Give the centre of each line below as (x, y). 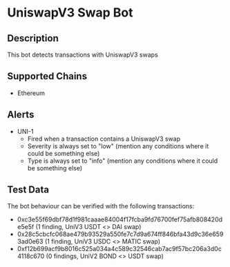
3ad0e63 (30, 241)
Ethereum (31, 93)
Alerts (21, 115)
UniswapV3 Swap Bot (70, 13)
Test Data (28, 190)
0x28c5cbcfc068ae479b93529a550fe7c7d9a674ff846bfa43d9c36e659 (120, 234)
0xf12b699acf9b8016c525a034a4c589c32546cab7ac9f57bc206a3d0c (119, 249)
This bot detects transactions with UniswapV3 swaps (83, 55)
